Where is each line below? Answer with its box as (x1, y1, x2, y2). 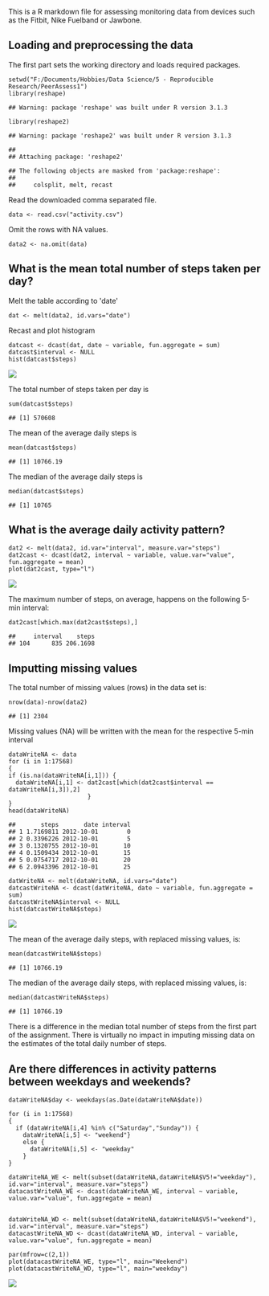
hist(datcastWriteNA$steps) (8, 906, 103, 914)
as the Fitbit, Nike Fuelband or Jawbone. (8, 15, 142, 25)
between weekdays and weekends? (8, 1074, 191, 1088)
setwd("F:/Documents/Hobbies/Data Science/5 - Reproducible (8, 76, 214, 84)
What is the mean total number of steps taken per (8, 262, 261, 276)
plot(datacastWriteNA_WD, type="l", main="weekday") (8, 1265, 189, 1273)
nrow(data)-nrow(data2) (8, 698, 88, 706)
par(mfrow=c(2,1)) (8, 1251, 70, 1259)
